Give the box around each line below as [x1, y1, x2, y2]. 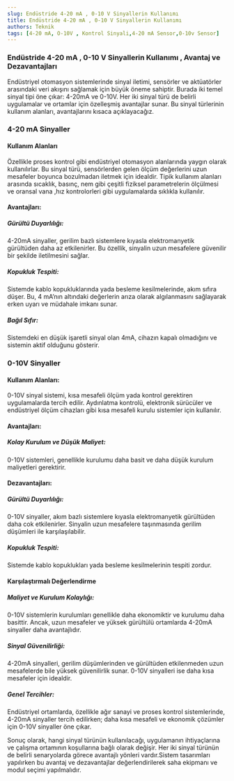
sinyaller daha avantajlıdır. [7, 625, 81, 634]
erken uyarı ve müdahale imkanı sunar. [7, 300, 118, 308]
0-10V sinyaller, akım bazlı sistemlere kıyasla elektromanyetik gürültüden [7, 513, 216, 521]
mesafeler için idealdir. [7, 673, 72, 682]
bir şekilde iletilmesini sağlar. [7, 251, 90, 260]
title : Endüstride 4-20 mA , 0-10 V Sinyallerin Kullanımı [7, 17, 182, 24]
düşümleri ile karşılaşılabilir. [7, 527, 86, 536]
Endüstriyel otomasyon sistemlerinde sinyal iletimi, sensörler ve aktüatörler [7, 78, 222, 86]
